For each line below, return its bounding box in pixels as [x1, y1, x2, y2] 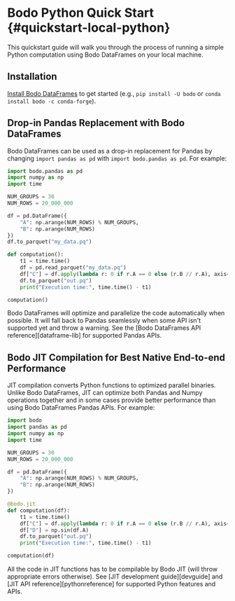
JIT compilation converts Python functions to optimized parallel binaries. [7, 381, 216, 389]
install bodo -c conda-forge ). [7, 97, 97, 105]
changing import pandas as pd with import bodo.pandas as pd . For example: [7, 154, 227, 163]
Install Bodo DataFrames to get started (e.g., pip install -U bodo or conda [7, 89, 221, 97]
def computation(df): [7, 506, 71, 514]
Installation [7, 71, 57, 83]
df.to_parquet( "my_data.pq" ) [7, 238, 92, 246]
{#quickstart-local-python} [7, 20, 171, 36]
